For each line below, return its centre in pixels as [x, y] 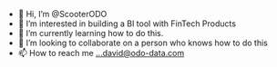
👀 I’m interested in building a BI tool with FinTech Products [127, 24]
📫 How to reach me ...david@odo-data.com [101, 53]
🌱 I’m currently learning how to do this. [91, 33]
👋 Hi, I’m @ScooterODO [62, 14]
